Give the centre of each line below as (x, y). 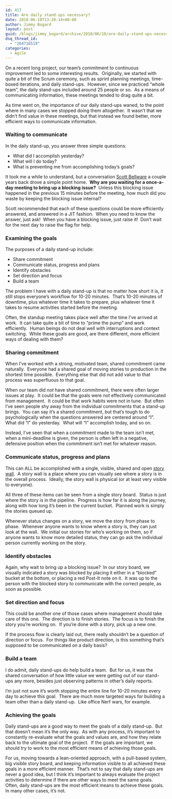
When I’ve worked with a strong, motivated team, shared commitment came (85, 364)
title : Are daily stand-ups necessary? (48, 15)
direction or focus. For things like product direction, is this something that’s (85, 640)
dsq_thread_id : (21, 39)
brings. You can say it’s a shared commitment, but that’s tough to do (78, 412)
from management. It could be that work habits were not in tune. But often (84, 401)
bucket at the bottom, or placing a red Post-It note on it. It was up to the (81, 578)
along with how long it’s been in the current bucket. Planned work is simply (85, 505)
